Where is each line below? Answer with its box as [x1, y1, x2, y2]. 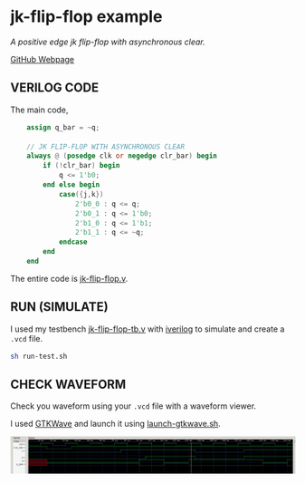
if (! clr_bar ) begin [43, 161, 120, 170]
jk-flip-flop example [10, 6, 163, 27]
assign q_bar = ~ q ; [26, 122, 100, 132]
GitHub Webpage [10, 53, 75, 64]
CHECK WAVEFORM [10, 376, 127, 391]
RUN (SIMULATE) [10, 299, 110, 314]
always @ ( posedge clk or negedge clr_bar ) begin [26, 151, 218, 160]
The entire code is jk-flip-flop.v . [10, 273, 129, 284]
